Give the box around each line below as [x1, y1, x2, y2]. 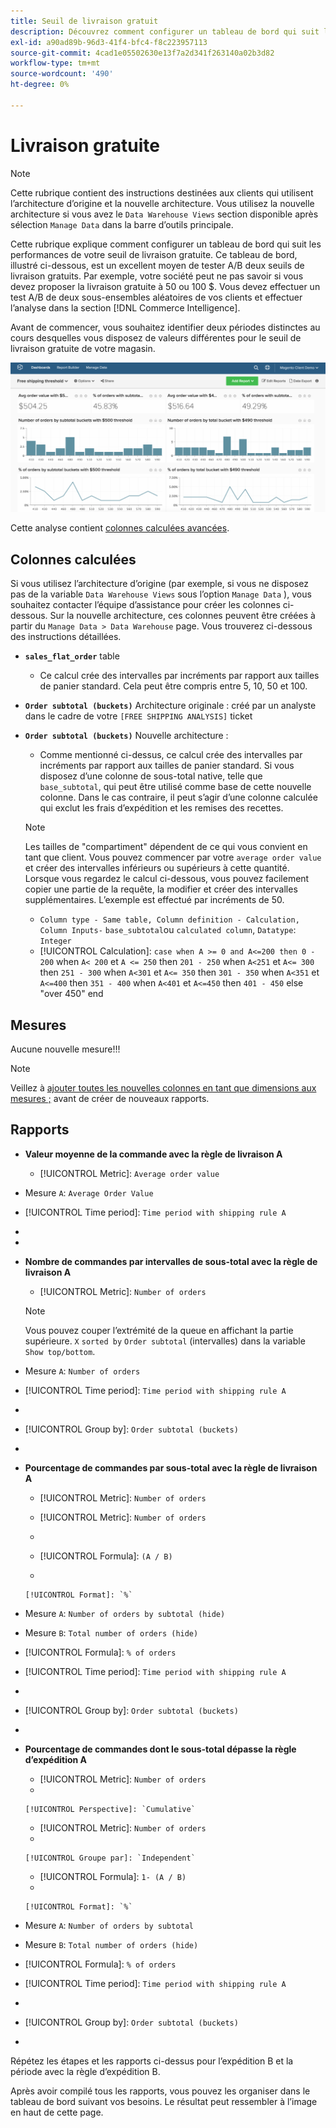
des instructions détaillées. [10, 631, 122, 643]
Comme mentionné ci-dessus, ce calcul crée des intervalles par [39, 749, 303, 761]
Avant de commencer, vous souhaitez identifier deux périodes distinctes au [10, 321, 321, 333]
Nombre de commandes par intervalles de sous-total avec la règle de [24, 1255, 318, 1267]
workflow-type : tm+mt [10, 58, 101, 69]
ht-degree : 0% [10, 80, 70, 90]
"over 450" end [39, 988, 104, 1000]
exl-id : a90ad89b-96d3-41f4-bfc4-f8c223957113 [10, 37, 208, 47]
